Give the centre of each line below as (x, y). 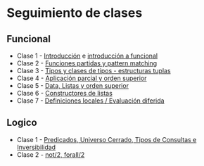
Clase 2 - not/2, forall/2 (51, 154)
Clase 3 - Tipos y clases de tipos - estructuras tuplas (94, 71)
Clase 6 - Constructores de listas (65, 93)
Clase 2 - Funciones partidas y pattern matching (87, 63)
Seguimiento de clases (75, 13)
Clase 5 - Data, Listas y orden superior (73, 85)
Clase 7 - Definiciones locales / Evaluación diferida (90, 101)
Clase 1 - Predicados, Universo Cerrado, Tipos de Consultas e (107, 139)
